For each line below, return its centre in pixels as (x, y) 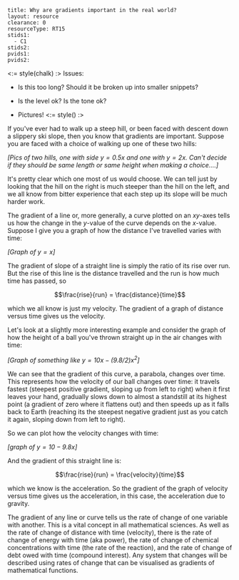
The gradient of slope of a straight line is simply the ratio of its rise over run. (119, 266)
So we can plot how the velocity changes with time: (83, 433)
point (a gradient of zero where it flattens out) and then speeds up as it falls (118, 404)
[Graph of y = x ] (31, 252)
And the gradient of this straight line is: (64, 460)
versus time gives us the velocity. (56, 316)
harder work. (26, 202)
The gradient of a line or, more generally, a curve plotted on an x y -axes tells (119, 215)
